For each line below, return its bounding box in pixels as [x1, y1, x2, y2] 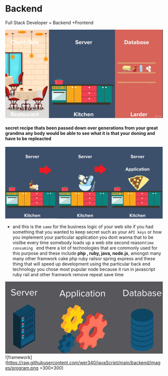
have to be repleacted [5, 135, 51, 141]
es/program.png [5, 365, 39, 371]
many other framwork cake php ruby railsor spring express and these [12, 255, 155, 261]
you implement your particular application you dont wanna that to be [12, 234, 153, 240]
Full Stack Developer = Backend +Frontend [5, 20, 94, 26]
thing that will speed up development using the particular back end [12, 261, 150, 267]
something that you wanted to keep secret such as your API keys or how [12, 229, 162, 235]
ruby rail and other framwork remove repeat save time [12, 271, 124, 277]
